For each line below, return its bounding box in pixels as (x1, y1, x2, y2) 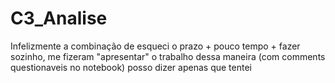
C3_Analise (10, 7, 108, 30)
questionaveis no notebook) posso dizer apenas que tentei (10, 61, 252, 73)
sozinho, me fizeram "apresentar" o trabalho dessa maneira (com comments (10, 50, 326, 62)
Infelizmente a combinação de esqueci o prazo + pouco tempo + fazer (10, 40, 301, 52)
